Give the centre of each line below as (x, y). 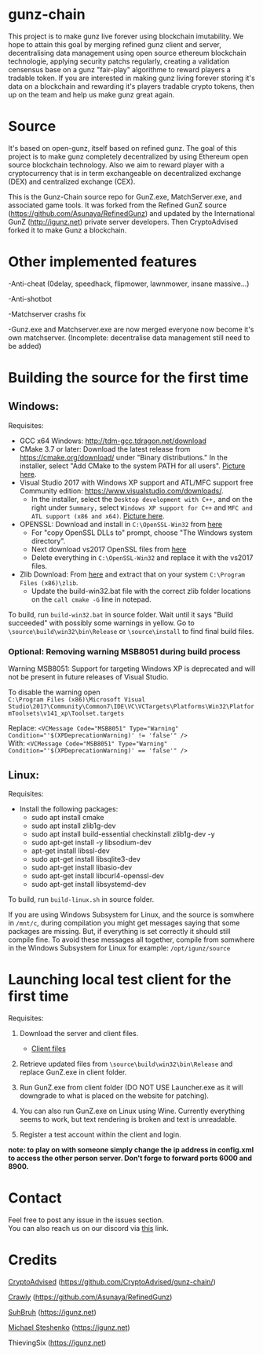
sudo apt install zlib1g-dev (73, 826)
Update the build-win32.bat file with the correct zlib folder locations (141, 591)
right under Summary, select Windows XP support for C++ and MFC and (142, 507)
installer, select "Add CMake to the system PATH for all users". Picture (132, 466)
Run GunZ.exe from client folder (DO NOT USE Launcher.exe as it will (131, 1087)
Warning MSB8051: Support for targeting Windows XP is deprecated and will (132, 668)
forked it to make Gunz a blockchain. (68, 230)
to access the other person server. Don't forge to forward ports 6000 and (130, 1158)
